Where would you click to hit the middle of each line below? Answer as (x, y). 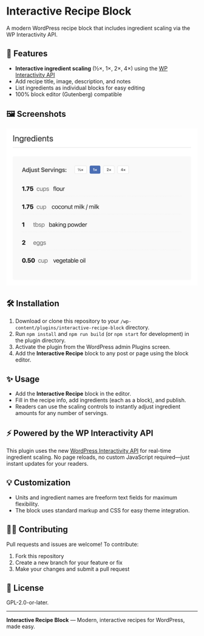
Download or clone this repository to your (67, 321)
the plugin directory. (40, 341)
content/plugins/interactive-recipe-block (70, 328)
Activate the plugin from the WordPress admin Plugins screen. (93, 347)
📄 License (25, 588)
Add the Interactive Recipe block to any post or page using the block (102, 354)
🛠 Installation (33, 303)
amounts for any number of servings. (61, 413)
